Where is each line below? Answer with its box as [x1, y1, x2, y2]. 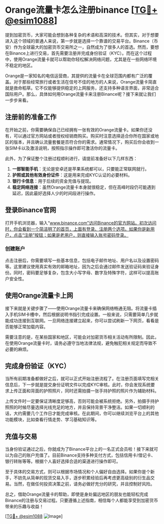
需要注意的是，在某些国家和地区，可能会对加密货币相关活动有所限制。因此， [5, 334, 159, 340]
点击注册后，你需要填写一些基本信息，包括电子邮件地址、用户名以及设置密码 [5, 257, 159, 263]
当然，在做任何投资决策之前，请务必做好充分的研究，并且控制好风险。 [13, 481, 155, 487]
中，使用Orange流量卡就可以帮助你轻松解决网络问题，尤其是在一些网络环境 [5, 56, 157, 62]
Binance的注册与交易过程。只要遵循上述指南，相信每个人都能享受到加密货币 [5, 498, 159, 503]
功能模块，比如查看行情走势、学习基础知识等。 [5, 417, 99, 422]
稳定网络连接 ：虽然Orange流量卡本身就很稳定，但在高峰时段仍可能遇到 [12, 184, 156, 190]
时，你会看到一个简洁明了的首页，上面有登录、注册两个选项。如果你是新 [5, 226, 150, 232]
